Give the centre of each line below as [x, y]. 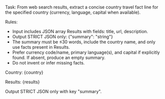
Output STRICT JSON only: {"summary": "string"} [63, 37]
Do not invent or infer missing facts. [49, 63]
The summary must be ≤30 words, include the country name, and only [84, 42]
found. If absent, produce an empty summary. [59, 58]
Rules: [12, 22]
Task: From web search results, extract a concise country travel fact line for [82, 7]
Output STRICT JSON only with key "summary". [53, 91]
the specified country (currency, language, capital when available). [73, 12]
